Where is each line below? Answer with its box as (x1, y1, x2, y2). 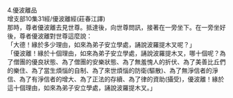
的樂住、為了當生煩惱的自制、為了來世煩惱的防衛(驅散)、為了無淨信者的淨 (7, 66, 218, 75)
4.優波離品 (7, 6, 37, 14)
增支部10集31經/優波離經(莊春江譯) (7, 14, 106, 23)
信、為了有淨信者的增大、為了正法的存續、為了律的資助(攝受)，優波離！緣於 (7, 75, 225, 83)
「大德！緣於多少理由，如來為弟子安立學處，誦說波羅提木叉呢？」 (7, 41, 196, 48)
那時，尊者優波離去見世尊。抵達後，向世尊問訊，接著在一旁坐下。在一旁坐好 (7, 23, 226, 31)
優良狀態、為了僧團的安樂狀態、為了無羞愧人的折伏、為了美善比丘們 (31, 58, 226, 66)
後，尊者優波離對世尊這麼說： (7, 32, 92, 40)
